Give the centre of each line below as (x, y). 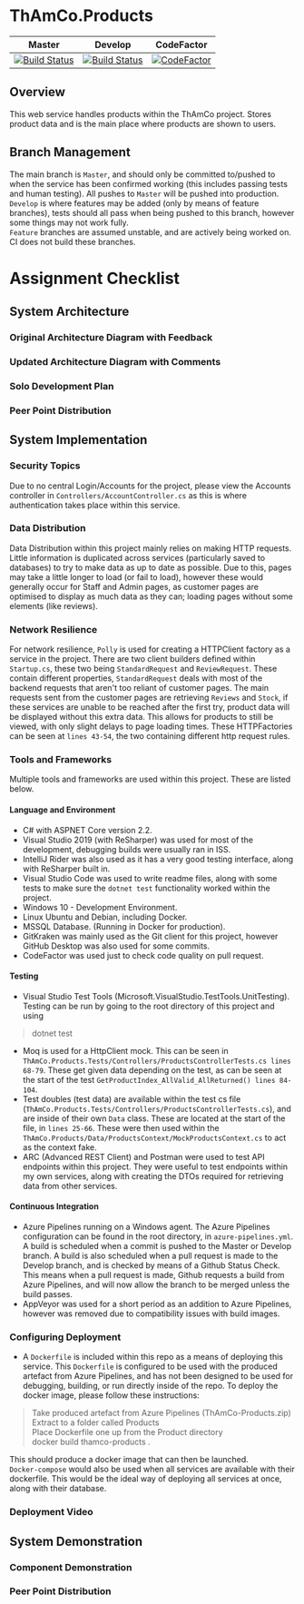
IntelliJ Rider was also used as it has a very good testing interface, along (158, 859)
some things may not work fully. (69, 222)
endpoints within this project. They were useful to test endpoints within (155, 1166)
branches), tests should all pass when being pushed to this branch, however (152, 212)
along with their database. (58, 1489)
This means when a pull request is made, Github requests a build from (153, 1275)
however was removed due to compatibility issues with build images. (151, 1314)
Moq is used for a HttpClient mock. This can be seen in (125, 1050)
